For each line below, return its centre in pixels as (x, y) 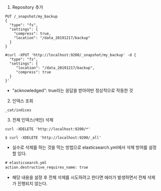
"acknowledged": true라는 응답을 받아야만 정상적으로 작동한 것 (72, 90)
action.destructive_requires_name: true (47, 167)
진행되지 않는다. (32, 183)
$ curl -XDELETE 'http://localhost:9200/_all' (53, 138)
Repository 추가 (28, 7)
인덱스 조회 (23, 101)
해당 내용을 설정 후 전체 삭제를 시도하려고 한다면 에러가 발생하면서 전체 (79, 177)
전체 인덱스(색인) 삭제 (33, 120)
